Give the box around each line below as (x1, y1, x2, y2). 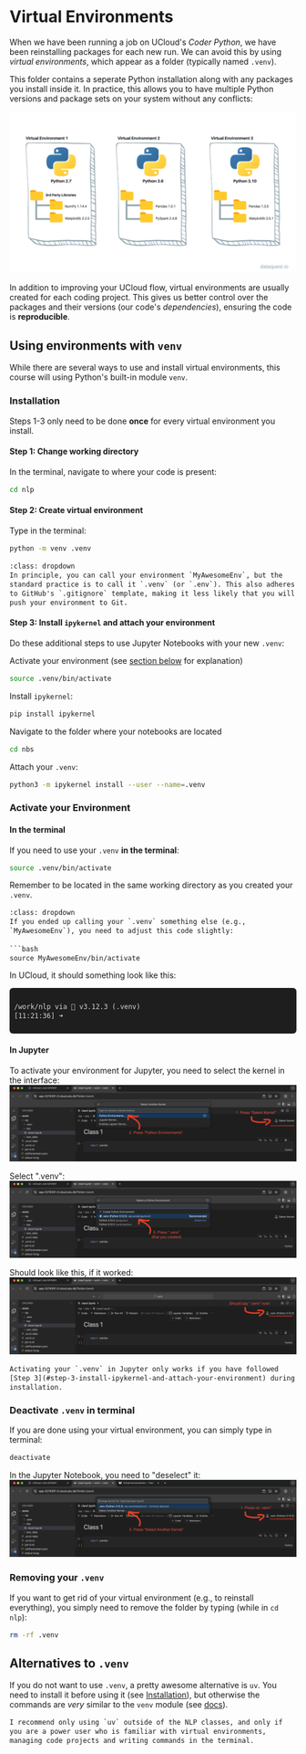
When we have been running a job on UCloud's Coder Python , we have (9, 37, 277, 47)
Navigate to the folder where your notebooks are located (9, 726, 222, 737)
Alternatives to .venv (9, 1655, 129, 1671)
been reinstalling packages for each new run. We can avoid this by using (9, 46, 282, 57)
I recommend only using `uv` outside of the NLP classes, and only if (9, 1718, 283, 1728)
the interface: (9, 1075, 60, 1086)
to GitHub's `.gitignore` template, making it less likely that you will (9, 589, 296, 598)
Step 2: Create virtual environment (9, 505, 144, 516)
